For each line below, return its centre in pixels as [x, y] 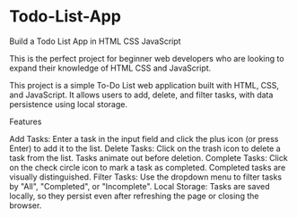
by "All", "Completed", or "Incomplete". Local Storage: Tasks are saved [140, 186]
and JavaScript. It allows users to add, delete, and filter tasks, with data [141, 95]
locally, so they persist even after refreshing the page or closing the [134, 196]
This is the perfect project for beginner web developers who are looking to [147, 58]
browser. [26, 205]
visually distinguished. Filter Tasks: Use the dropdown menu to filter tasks [146, 177]
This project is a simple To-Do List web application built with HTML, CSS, [144, 85]
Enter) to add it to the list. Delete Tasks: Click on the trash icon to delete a [145, 148]
